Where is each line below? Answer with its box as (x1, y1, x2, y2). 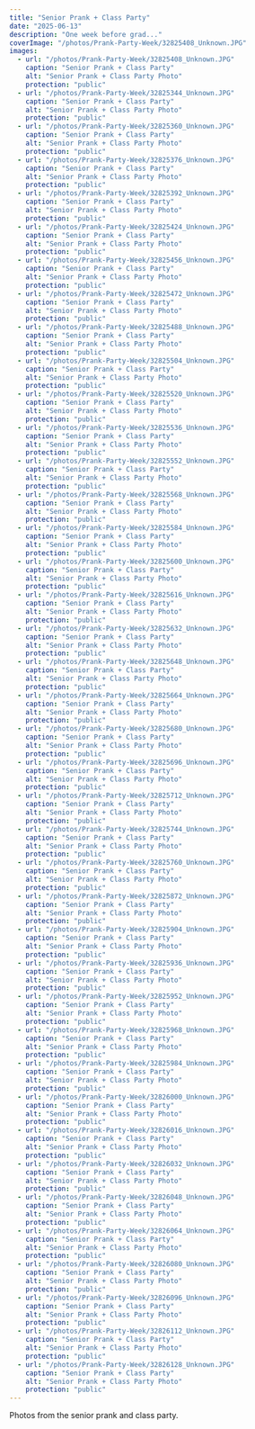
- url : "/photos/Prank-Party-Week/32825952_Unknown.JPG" (17, 992, 235, 1002)
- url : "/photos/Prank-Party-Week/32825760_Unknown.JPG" (17, 858, 235, 867)
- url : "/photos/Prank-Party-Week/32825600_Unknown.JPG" (17, 557, 235, 566)
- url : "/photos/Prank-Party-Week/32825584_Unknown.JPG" (17, 524, 235, 533)
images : (9, 47, 39, 56)
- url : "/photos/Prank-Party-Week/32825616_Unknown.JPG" (17, 590, 235, 599)
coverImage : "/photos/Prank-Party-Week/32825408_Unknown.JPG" (9, 38, 247, 48)
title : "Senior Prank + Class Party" (9, 13, 151, 22)
